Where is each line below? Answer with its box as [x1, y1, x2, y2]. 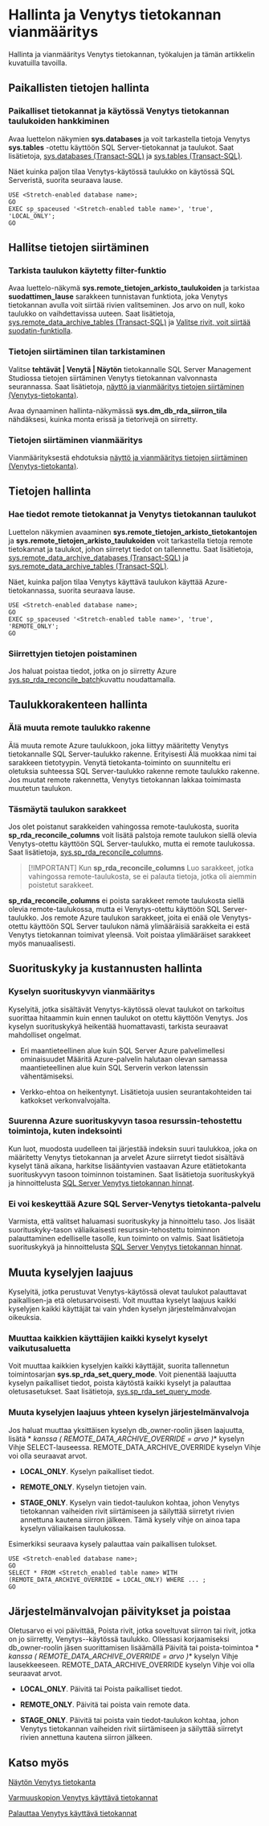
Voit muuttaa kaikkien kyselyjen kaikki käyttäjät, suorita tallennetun [8, 1361, 230, 1371]
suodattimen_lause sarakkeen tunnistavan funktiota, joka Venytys [8, 292, 228, 301]
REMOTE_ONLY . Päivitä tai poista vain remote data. [19, 1700, 190, 1709]
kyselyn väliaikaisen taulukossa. [19, 1523, 126, 1533]
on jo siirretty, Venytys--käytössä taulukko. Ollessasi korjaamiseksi [8, 1634, 230, 1644]
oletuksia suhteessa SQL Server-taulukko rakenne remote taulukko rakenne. [8, 766, 260, 776]
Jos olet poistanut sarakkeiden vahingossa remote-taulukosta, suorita [8, 822, 239, 831]
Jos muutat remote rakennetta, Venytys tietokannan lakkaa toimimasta [8, 775, 242, 785]
